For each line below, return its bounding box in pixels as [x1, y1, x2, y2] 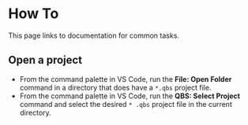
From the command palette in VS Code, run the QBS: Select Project [19, 91, 241, 101]
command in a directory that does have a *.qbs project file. [19, 83, 212, 92]
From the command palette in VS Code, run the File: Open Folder [19, 74, 232, 83]
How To [8, 5, 59, 23]
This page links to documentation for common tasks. [8, 31, 180, 40]
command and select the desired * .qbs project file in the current [19, 99, 233, 108]
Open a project [8, 53, 83, 67]
